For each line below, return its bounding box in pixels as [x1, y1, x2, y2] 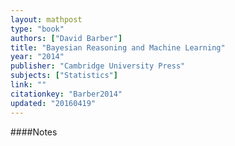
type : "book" [10, 24, 65, 34]
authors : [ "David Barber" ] [10, 33, 123, 43]
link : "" [10, 80, 47, 90]
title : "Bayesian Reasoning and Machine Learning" [10, 42, 226, 53]
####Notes [10, 126, 58, 138]
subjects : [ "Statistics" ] [10, 71, 118, 81]
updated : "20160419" [10, 98, 97, 108]
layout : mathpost [10, 14, 83, 25]
